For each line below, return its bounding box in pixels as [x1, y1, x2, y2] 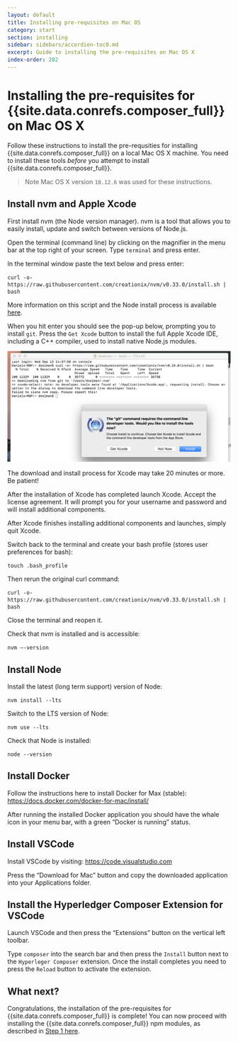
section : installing [7, 34, 69, 41]
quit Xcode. [7, 526, 41, 535]
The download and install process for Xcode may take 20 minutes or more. [7, 469, 225, 477]
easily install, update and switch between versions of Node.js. [7, 224, 188, 233]
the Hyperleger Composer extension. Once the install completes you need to [7, 957, 227, 966]
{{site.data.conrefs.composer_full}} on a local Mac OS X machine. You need [7, 149, 229, 157]
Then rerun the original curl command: [7, 574, 120, 584]
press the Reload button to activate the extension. [7, 965, 152, 973]
